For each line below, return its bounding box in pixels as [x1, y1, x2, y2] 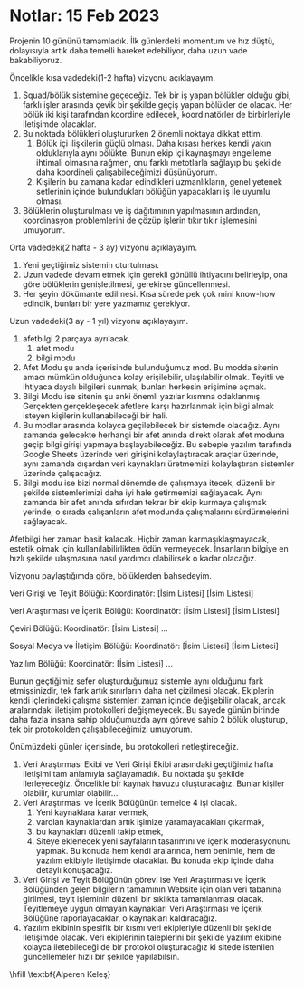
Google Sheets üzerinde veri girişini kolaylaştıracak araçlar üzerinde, [22, 448, 279, 459]
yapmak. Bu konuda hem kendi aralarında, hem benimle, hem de [35, 845, 276, 856]
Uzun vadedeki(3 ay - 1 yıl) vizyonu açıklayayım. [9, 315, 189, 326]
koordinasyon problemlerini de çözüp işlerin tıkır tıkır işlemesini [22, 215, 258, 225]
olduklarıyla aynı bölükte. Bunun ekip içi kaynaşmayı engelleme [35, 147, 271, 158]
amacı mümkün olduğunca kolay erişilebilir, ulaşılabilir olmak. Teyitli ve [22, 371, 285, 382]
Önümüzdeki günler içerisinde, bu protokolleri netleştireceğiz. [9, 741, 240, 752]
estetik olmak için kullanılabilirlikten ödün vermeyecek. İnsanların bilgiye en [9, 542, 289, 553]
